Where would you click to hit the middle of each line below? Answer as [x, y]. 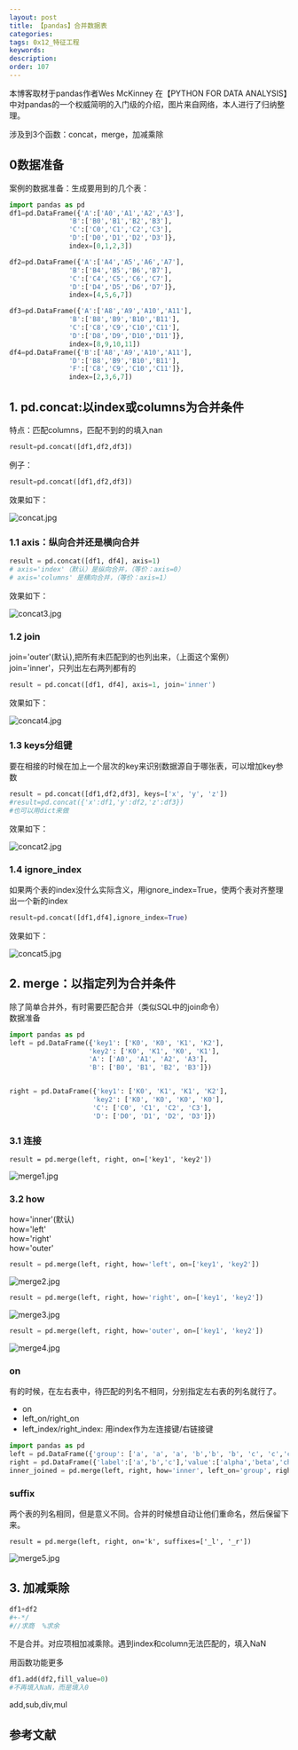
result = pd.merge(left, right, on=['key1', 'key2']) [111, 1159]
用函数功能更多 [36, 1663]
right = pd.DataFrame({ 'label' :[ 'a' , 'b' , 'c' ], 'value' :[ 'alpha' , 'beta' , [144, 1462]
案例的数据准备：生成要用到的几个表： [79, 188]
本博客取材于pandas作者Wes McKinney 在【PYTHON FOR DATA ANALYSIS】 [149, 93]
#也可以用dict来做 [39, 810]
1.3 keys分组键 [41, 745]
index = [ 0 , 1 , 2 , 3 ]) [101, 246]
